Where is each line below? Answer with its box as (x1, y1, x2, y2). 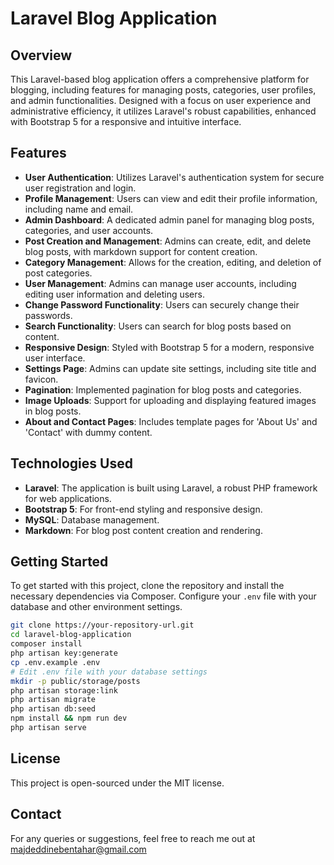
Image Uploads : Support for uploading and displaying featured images (24, 394, 317, 406)
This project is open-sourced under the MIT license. (10, 777, 225, 789)
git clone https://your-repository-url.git (10, 620, 195, 631)
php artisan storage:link (10, 685, 118, 696)
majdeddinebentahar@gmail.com (10, 843, 147, 855)
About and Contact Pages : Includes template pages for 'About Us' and (24, 415, 318, 427)
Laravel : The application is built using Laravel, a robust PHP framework (24, 482, 318, 494)
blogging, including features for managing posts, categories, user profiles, (10, 84, 317, 96)
